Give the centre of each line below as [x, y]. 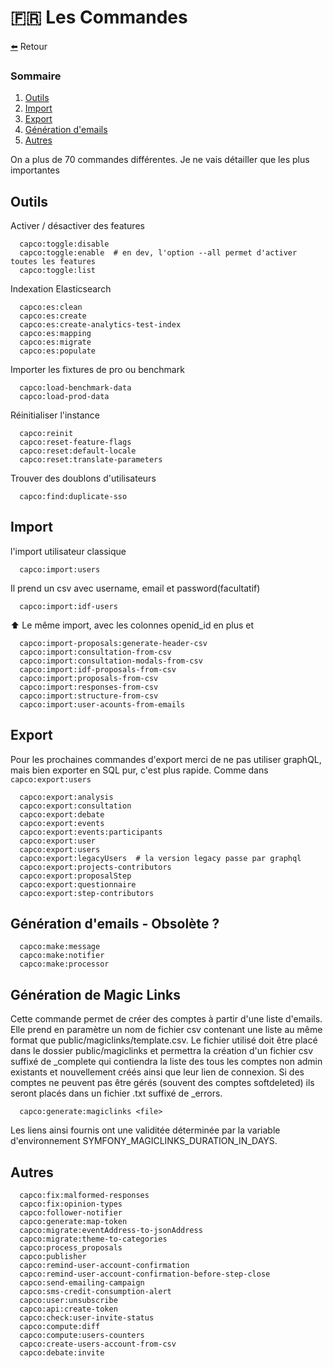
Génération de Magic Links [95, 994]
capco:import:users [60, 569]
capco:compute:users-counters [82, 1336]
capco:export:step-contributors [87, 893]
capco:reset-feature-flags [75, 442]
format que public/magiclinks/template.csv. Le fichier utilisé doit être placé [164, 1040]
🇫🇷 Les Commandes [99, 17]
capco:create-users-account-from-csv [98, 1344]
